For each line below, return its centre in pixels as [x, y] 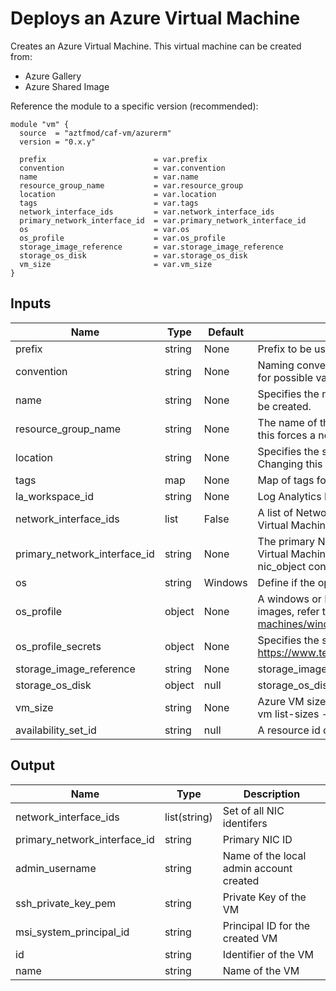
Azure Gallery [53, 76]
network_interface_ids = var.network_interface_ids [147, 212]
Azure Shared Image [67, 86]
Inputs [31, 303]
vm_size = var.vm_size [116, 264]
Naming [276, 365]
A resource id [289, 730]
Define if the [286, 582]
